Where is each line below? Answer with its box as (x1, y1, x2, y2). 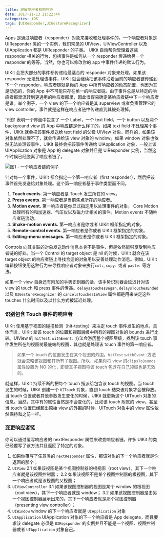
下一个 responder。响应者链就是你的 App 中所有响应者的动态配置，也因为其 (5, 82, 158, 88)
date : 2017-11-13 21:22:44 (5, 12, 60, 17)
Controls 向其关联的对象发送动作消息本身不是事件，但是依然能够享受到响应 (5, 244, 156, 250)
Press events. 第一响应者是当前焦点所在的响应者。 (12, 197, 115, 203)
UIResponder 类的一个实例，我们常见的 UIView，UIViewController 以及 (5, 41, 147, 47)
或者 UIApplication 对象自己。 (16, 526, 78, 532)
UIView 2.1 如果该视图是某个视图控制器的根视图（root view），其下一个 (12, 465, 152, 471)
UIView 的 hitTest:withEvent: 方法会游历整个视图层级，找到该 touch (13, 335, 152, 341)
